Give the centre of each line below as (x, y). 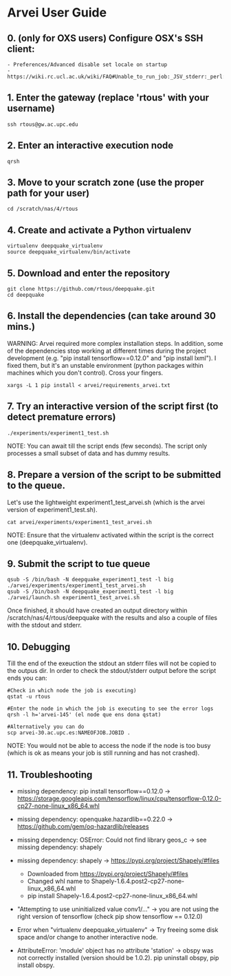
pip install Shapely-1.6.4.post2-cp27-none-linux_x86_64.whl (112, 895)
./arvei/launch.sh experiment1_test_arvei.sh (73, 598)
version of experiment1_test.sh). (52, 509)
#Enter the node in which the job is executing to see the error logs (110, 709)
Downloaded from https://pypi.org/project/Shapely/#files (108, 873)
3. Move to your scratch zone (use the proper (106, 183)
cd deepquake (26, 295)
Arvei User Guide (57, 13)
